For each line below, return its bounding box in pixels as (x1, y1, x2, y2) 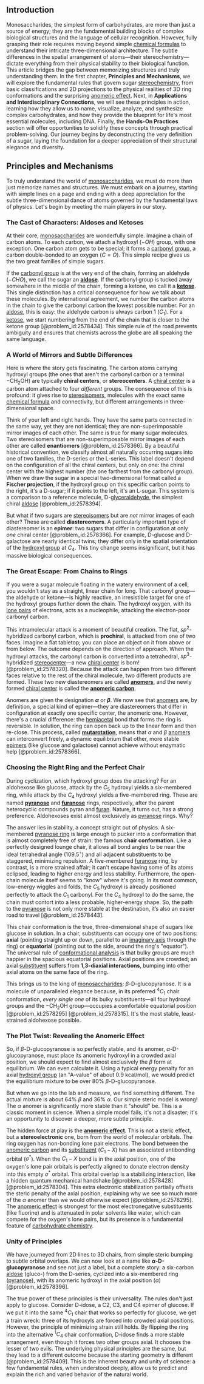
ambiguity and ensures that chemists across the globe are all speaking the (6, 329, 192, 336)
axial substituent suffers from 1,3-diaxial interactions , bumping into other (6, 962, 191, 970)
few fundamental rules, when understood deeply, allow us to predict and (6, 1365, 188, 1372)
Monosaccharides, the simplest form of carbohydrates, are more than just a (6, 21, 195, 28)
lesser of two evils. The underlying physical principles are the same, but (6, 1345, 186, 1352)
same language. (6, 335, 47, 342)
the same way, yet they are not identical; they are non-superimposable (6, 422, 183, 430)
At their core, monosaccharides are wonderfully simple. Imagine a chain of (6, 232, 193, 239)
